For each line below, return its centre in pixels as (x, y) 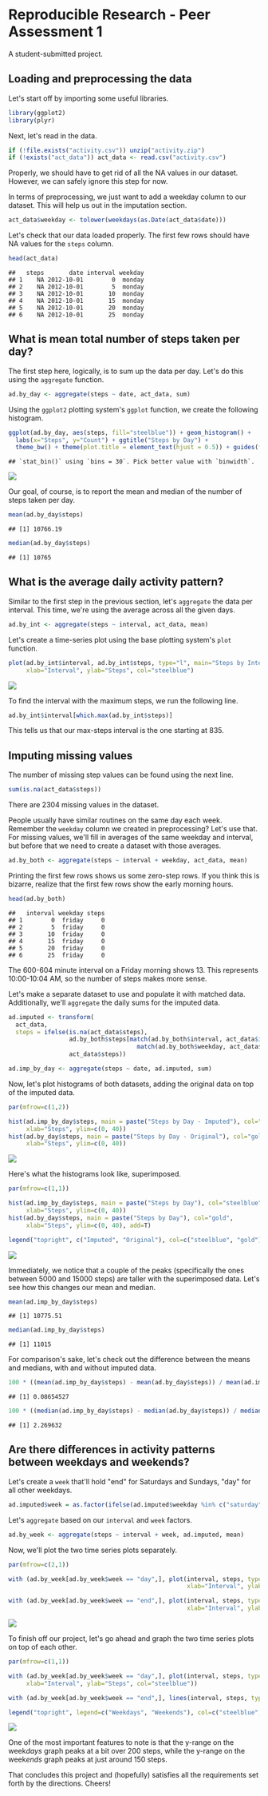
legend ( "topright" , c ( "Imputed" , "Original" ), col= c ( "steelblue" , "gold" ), (137, 1240)
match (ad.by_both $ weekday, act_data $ (199, 1047)
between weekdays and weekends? (99, 1462)
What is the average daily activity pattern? (116, 582)
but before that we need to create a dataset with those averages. (115, 846)
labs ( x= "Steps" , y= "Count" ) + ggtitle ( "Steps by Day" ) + (112, 440)
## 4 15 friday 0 (57, 941)
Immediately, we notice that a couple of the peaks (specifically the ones (126, 1270)
